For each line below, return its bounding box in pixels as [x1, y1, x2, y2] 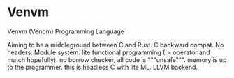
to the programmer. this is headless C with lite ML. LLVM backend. [7, 63, 198, 71]
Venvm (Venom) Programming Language [7, 27, 124, 36]
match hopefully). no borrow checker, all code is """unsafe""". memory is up [7, 55, 227, 63]
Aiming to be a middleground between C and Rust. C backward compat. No [7, 40, 224, 49]
